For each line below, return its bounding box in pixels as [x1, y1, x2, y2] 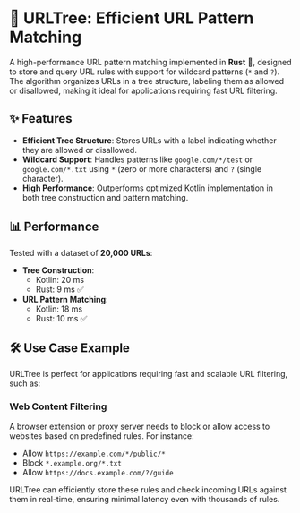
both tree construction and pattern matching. [21, 192, 189, 202]
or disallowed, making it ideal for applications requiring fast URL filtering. [9, 85, 278, 96]
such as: [9, 378, 41, 389]
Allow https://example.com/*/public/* [21, 448, 166, 458]
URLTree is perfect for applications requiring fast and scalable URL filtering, [9, 369, 288, 380]
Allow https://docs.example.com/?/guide [21, 466, 174, 477]
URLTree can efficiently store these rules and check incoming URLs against [9, 483, 287, 495]
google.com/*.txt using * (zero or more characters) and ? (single [21, 163, 262, 174]
